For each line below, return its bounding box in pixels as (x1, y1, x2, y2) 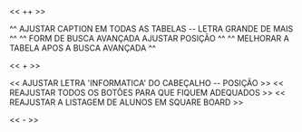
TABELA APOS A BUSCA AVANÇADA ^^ (9, 42, 157, 53)
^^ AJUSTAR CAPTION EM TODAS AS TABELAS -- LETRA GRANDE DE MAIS (9, 24, 294, 33)
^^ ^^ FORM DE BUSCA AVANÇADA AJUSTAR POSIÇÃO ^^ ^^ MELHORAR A (9, 33, 290, 43)
